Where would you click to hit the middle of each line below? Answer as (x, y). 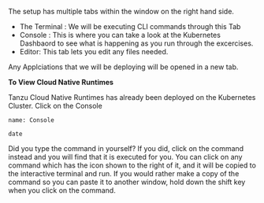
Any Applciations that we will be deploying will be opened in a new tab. (123, 67)
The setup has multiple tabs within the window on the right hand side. (121, 11)
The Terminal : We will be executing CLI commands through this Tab (130, 26)
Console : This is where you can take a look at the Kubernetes (120, 35)
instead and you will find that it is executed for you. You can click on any (125, 157)
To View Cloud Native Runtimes (61, 82)
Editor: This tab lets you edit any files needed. (94, 52)
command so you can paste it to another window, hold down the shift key (127, 182)
